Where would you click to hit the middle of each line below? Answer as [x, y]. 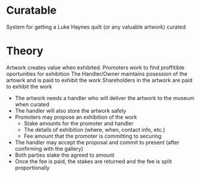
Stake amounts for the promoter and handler [78, 123]
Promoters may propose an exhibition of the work [76, 117]
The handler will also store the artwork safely [71, 110]
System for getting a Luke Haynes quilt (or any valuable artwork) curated [96, 27]
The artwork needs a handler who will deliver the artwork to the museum [104, 98]
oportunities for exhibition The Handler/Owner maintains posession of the [97, 74]
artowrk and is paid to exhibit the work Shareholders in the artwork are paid [99, 80]
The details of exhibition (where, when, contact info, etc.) [95, 129]
